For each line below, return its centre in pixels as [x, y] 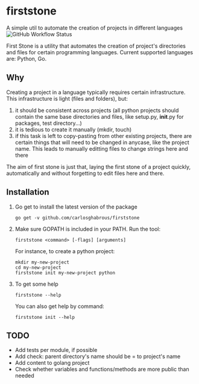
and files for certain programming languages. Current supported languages [100, 52]
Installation [28, 192]
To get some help [36, 284]
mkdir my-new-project [42, 262]
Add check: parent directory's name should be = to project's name [98, 356]
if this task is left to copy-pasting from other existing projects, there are [103, 136]
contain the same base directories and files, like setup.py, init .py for [99, 116]
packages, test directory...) [49, 123]
